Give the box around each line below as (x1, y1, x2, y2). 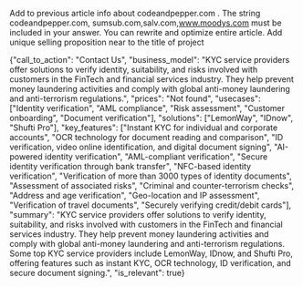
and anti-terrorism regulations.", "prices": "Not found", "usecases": (9, 93, 262, 104)
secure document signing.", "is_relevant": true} (9, 268, 185, 278)
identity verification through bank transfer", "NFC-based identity (9, 161, 252, 171)
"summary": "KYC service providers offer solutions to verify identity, (9, 210, 266, 220)
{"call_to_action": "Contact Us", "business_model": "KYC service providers (9, 55, 290, 65)
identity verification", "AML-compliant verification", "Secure (44, 151, 268, 162)
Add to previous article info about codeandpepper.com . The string (9, 8, 261, 18)
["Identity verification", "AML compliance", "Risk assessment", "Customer (9, 103, 286, 113)
